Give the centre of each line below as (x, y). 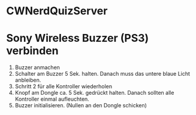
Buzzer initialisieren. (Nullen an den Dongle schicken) (81, 105)
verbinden (32, 51)
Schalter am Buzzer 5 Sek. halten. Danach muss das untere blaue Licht (102, 74)
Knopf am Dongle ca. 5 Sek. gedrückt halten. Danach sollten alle (94, 93)
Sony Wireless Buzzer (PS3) (78, 38)
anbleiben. (28, 80)
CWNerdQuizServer (57, 11)
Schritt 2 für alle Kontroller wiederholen (64, 86)
